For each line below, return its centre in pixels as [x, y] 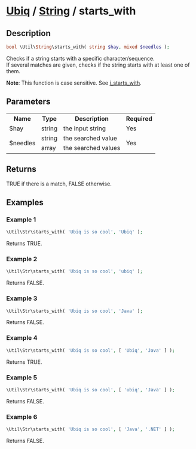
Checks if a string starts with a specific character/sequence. [80, 58]
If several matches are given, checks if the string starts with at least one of [98, 65]
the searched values [92, 148]
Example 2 [22, 259]
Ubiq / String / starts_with [71, 11]
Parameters [28, 102]
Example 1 [21, 219]
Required [139, 118]
